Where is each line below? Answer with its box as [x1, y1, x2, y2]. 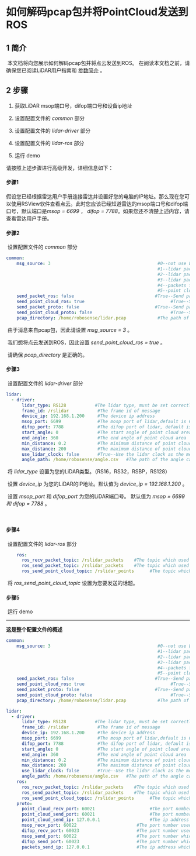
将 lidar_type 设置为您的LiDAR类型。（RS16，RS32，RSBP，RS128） [7, 468, 170, 475]
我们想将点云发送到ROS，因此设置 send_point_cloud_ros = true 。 [7, 339, 166, 346]
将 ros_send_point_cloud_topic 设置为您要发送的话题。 [7, 580, 138, 586]
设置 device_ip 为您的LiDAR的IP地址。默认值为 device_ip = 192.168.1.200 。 [7, 480, 188, 487]
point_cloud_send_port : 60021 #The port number [21, 812, 192, 817]
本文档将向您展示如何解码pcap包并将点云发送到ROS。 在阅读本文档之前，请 [7, 60, 190, 66]
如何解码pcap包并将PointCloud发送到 [6, 5, 188, 19]
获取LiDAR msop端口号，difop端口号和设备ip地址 [14, 102, 132, 109]
